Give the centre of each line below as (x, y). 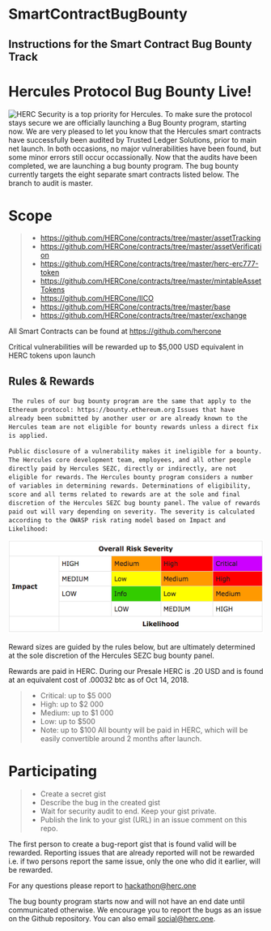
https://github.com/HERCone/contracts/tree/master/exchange (144, 315)
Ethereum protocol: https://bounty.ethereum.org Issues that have (122, 410)
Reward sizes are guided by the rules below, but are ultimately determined (132, 646)
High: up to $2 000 (72, 704)
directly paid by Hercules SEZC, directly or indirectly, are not (123, 469)
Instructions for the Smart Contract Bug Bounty (130, 44)
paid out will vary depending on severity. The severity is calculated (131, 512)
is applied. (28, 436)
